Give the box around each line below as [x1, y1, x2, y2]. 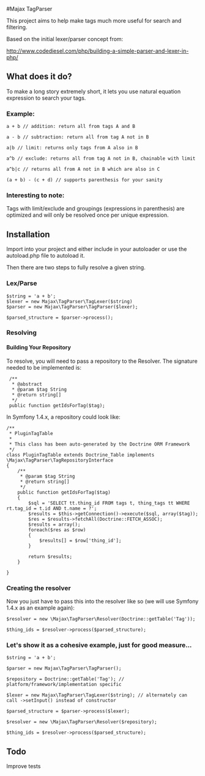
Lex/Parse [6, 279, 37, 288]
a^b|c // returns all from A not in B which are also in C [6, 166, 160, 173]
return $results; [28, 553, 72, 559]
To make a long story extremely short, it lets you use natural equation [6, 88, 181, 95]
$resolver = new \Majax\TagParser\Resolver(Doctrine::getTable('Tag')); [6, 616, 196, 622]
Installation [6, 229, 50, 239]
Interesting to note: [6, 191, 65, 200]
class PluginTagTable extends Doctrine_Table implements [6, 452, 155, 458]
